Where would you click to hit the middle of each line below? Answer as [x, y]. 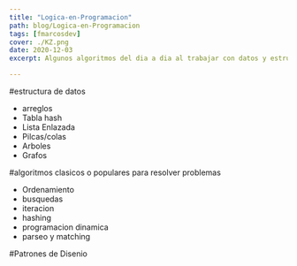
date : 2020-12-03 [41, 50]
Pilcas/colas [44, 137]
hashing [36, 218]
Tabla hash [42, 118]
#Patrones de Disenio [49, 254]
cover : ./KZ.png [39, 42]
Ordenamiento [48, 190]
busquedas [42, 199]
